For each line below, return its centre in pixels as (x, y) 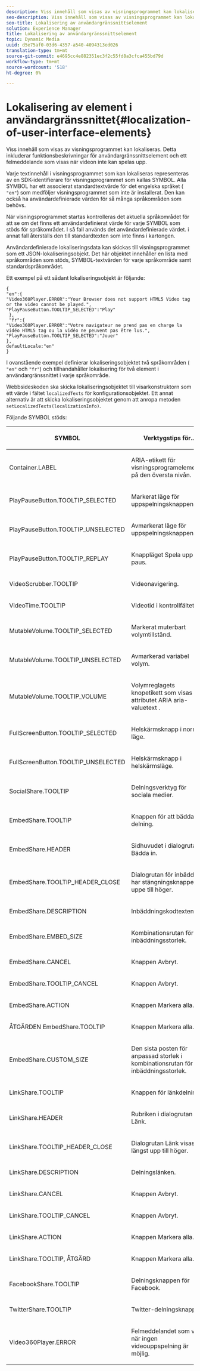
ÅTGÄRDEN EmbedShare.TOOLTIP (57, 1027)
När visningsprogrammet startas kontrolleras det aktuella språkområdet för (98, 217)
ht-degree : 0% (24, 73)
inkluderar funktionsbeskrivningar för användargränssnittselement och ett (97, 156)
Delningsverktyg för (159, 788)
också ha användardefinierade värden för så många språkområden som (94, 199)
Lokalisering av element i (69, 107)
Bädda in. (144, 853)
